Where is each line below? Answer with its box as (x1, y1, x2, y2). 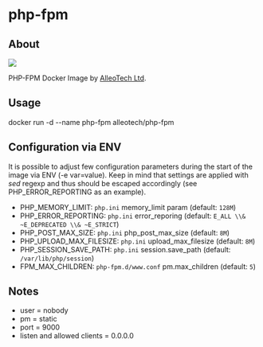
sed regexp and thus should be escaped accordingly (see (8, 178, 198, 188)
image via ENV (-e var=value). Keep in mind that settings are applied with (8, 170, 249, 180)
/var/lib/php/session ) (19, 253, 95, 263)
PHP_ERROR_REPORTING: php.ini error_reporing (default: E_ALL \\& (19, 211, 246, 220)
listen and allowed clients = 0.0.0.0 (19, 331, 134, 341)
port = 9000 (19, 322, 61, 332)
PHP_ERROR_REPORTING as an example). (8, 187, 146, 197)
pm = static (19, 314, 57, 324)
